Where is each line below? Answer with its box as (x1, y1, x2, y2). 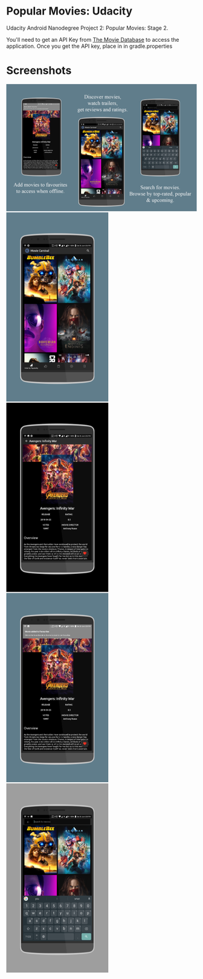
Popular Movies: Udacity (6, 4, 133, 18)
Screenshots (6, 64, 72, 77)
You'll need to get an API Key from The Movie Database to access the (6, 36, 179, 43)
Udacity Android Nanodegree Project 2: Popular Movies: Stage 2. (6, 24, 169, 31)
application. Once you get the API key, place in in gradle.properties (6, 42, 173, 50)
